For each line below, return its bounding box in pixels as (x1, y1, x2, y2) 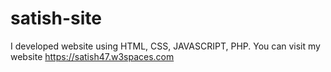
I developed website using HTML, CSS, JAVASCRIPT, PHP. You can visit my (10, 40, 321, 52)
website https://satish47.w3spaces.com (10, 50, 175, 62)
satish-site (10, 7, 102, 30)
